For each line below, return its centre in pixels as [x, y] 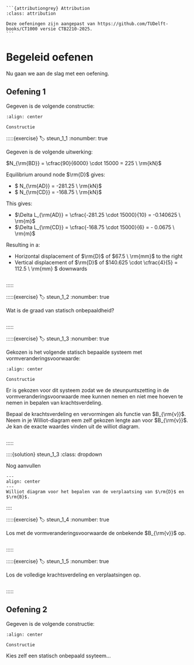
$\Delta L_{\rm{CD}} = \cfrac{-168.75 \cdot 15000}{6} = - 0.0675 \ [94, 227]
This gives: [19, 203]
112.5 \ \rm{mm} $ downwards [51, 268]
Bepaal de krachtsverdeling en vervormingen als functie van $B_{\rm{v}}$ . [96, 414]
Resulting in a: [23, 245]
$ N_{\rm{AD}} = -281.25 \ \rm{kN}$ [58, 186]
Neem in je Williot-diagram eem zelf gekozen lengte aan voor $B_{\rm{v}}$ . [97, 420]
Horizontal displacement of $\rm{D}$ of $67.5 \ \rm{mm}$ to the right [98, 256]
